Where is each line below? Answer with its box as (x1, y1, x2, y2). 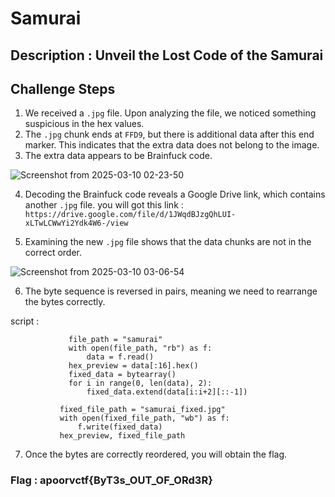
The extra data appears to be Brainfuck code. (24, 150, 213, 162)
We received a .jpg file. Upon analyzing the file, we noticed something (24, 107, 317, 119)
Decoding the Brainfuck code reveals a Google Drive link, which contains (24, 188, 326, 201)
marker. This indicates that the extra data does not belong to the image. (24, 139, 320, 151)
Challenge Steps (10, 80, 116, 97)
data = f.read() (86, 352, 155, 362)
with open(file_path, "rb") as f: (68, 343, 213, 354)
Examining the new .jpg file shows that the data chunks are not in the (24, 236, 312, 248)
